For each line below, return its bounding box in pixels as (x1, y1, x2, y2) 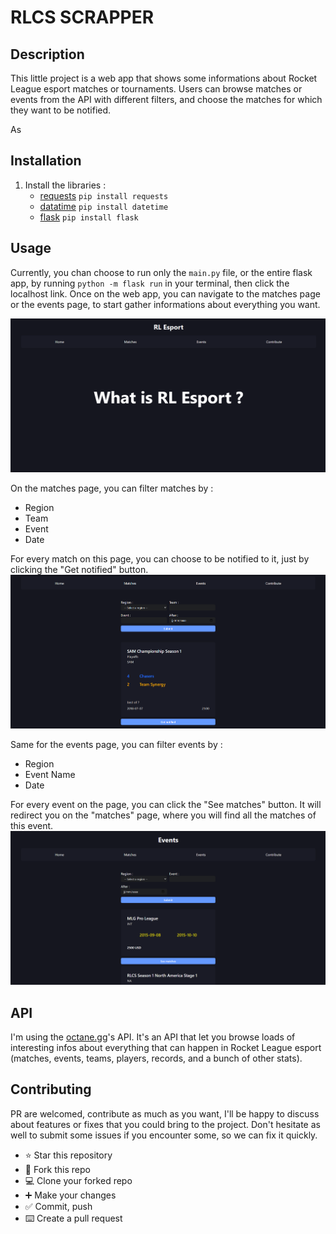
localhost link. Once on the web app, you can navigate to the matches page (10, 287, 321, 300)
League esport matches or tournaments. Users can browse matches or (10, 83, 303, 95)
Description (10, 46, 85, 63)
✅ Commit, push (24, 1200, 93, 1212)
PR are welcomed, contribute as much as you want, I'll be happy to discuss (10, 1107, 320, 1120)
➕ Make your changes (24, 1189, 117, 1201)
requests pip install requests (39, 189, 169, 201)
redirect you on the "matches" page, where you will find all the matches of (10, 809, 317, 821)
